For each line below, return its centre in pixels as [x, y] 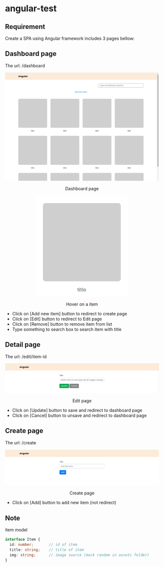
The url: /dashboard [25, 65]
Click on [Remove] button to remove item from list [62, 324]
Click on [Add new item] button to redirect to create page [70, 313]
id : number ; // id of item [43, 545]
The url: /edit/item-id [26, 357]
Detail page [23, 345]
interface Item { [23, 540]
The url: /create [21, 442]
